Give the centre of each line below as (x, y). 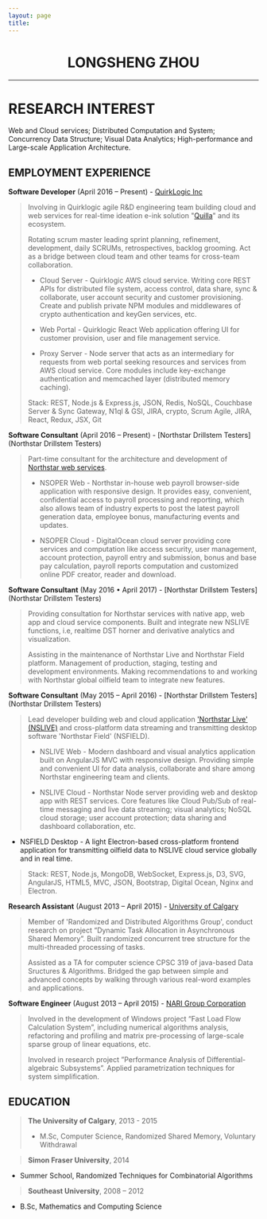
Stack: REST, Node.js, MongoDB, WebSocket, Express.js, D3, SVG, (137, 874)
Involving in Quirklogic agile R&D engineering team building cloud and (142, 207)
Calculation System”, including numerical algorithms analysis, (128, 1027)
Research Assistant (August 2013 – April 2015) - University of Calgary (124, 906)
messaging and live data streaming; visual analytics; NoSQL (153, 810)
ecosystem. (46, 225)
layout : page (30, 16)
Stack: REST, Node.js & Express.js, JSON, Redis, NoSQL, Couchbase (140, 403)
